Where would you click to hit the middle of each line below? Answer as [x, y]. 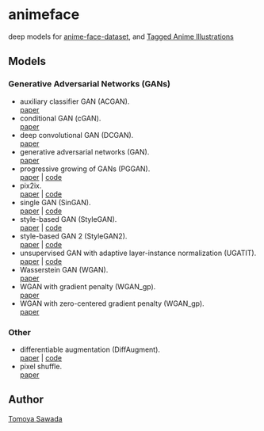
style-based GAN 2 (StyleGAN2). [73, 236]
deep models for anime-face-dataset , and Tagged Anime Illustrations [121, 36]
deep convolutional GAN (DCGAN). [77, 135]
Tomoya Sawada [35, 418]
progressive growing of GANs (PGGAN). [85, 169]
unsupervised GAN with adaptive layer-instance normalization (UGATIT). [138, 253]
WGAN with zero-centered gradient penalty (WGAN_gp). [112, 303]
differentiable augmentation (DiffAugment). [90, 349]
